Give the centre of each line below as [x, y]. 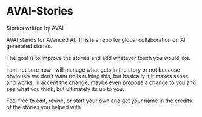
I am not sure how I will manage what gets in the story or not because [93, 69]
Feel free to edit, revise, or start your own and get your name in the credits [99, 101]
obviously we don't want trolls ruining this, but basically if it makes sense [97, 76]
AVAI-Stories [40, 11]
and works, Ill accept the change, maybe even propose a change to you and [101, 82]
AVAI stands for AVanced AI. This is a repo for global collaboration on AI [96, 39]
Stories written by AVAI [35, 28]
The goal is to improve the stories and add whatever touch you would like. [99, 58]
